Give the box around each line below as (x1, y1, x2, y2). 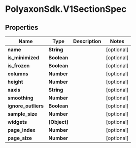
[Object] (48, 119, 68, 125)
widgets (7, 119, 27, 125)
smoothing (7, 95, 34, 101)
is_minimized (7, 54, 39, 61)
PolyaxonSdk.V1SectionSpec (5, 3, 127, 15)
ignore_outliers (7, 102, 44, 109)
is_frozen (7, 62, 30, 69)
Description (73, 38, 102, 45)
